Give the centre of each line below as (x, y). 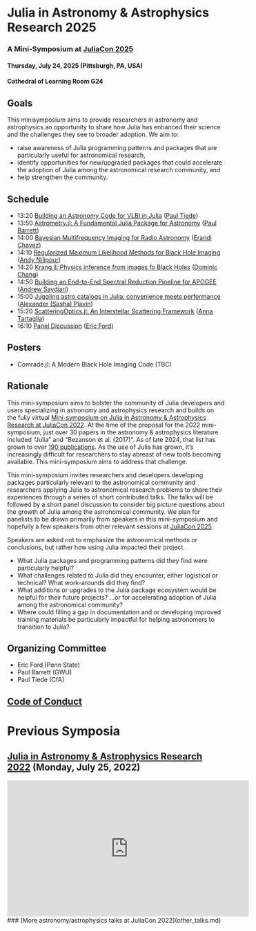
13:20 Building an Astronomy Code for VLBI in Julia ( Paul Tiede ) (108, 215)
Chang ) (28, 274)
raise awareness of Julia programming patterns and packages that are (117, 148)
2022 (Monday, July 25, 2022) (74, 767)
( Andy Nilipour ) (39, 259)
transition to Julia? (43, 627)
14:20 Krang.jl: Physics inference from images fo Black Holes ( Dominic (117, 267)
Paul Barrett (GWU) (45, 672)
